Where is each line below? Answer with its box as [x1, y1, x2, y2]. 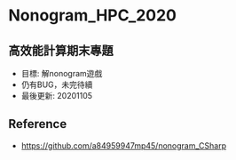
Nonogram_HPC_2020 [8, 5, 177, 26]
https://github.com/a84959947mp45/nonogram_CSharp [20, 140, 227, 151]
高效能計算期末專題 [8, 43, 114, 58]
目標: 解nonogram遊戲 [20, 68, 103, 78]
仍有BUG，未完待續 [20, 79, 93, 90]
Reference [8, 116, 67, 132]
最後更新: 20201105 [20, 91, 93, 100]
